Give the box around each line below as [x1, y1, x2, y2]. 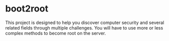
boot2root [5, 3, 49, 14]
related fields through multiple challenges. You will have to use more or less [5, 24, 163, 30]
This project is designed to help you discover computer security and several [5, 19, 164, 25]
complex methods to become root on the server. [5, 30, 107, 36]
